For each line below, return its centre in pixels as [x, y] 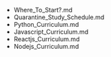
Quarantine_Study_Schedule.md [59, 17]
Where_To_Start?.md [43, 10]
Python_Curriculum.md [46, 24]
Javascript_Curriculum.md [51, 32]
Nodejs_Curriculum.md [46, 46]
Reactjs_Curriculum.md [47, 39]
